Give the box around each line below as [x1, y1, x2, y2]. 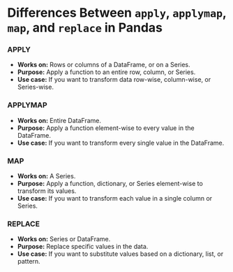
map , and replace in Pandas [7, 20, 163, 36]
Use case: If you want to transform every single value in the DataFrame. [17, 138, 225, 147]
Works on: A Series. [17, 172, 76, 180]
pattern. [17, 257, 40, 266]
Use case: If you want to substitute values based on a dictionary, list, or [17, 250, 224, 258]
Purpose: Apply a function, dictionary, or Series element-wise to [17, 180, 204, 188]
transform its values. [17, 187, 77, 195]
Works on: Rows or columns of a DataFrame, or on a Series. [17, 61, 190, 69]
